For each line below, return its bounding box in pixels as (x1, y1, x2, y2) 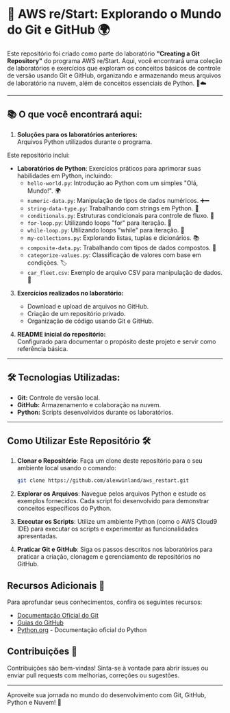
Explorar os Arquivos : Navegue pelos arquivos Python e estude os (16, 490, 207, 498)
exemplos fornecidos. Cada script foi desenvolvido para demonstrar (16, 497, 209, 505)
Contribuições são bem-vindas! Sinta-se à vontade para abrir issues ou (7, 664, 209, 672)
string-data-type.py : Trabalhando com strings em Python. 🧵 (27, 204, 199, 212)
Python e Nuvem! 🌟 (7, 698, 62, 706)
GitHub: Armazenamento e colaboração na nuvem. (16, 400, 162, 409)
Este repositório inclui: (7, 151, 71, 159)
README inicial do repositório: (16, 330, 106, 338)
